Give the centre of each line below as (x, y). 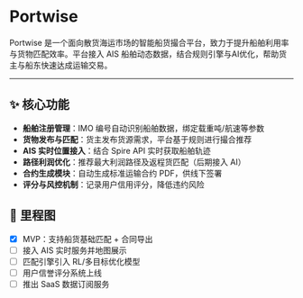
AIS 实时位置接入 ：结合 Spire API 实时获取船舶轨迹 (116, 150)
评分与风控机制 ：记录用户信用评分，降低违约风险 (113, 184)
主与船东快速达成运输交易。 (61, 65)
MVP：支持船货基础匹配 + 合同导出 (87, 239)
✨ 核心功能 (40, 105)
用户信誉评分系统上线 (62, 273)
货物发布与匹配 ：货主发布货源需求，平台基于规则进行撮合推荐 (137, 139)
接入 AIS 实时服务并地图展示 (75, 250)
